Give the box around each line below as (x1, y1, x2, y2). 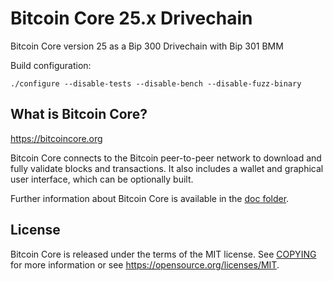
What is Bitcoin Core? (10, 106, 148, 123)
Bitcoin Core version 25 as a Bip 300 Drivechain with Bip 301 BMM (10, 40, 284, 52)
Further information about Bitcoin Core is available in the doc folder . (10, 192, 290, 204)
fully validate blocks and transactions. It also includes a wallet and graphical (10, 162, 324, 174)
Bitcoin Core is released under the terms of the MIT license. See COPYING (10, 248, 317, 260)
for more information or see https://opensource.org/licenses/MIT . (10, 258, 280, 271)
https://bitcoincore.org (10, 132, 103, 144)
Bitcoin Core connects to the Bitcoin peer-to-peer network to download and (10, 152, 322, 164)
